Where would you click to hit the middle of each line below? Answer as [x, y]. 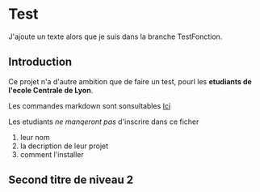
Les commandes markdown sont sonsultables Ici [90, 105]
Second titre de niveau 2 [71, 180]
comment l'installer [52, 154]
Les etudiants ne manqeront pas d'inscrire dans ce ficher [104, 122]
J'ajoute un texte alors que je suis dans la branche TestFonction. [115, 36]
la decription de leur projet [64, 146]
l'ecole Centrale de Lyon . [51, 90]
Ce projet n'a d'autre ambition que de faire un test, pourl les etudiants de [130, 81]
